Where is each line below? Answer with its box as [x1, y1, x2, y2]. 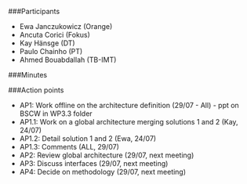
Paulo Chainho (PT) [19, 47, 83, 56]
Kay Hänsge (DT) [19, 38, 76, 48]
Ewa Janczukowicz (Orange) [19, 22, 113, 31]
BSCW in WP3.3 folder [19, 109, 93, 118]
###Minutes [8, 70, 48, 79]
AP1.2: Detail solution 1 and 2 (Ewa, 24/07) [19, 134, 157, 143]
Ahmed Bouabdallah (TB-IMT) [19, 55, 117, 64]
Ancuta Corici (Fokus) [19, 31, 90, 39]
